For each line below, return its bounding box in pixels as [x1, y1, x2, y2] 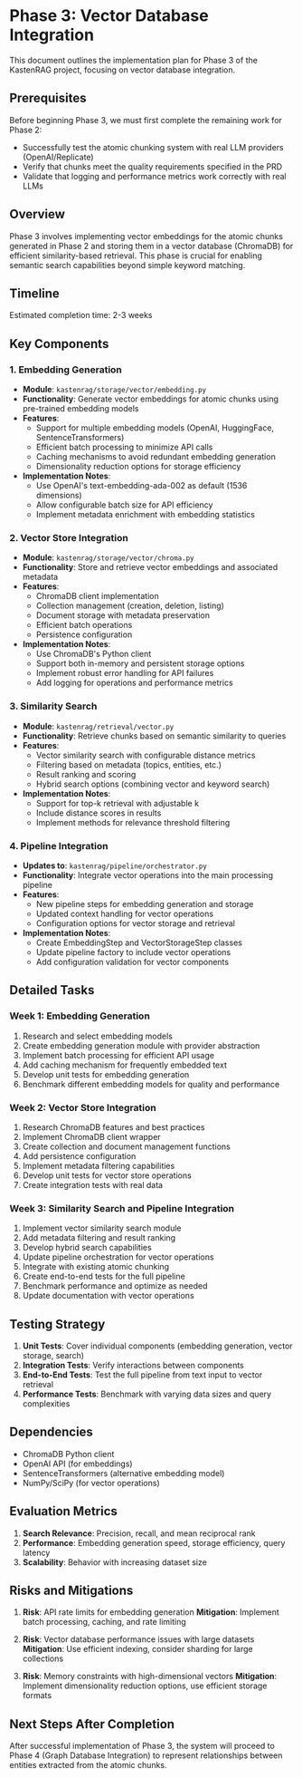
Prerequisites [9, 91, 87, 106]
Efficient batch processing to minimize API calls [35, 441, 213, 453]
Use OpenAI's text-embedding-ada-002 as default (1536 [35, 480, 248, 491]
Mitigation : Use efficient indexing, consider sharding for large [22, 1644, 253, 1655]
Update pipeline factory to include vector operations [35, 946, 231, 957]
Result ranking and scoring [35, 768, 137, 779]
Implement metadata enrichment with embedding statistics [35, 509, 256, 520]
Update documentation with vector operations [22, 1290, 194, 1301]
